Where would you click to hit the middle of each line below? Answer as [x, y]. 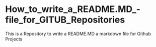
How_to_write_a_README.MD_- [73, 9]
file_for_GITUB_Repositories [65, 20]
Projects [14, 39]
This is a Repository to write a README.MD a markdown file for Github [78, 33]
